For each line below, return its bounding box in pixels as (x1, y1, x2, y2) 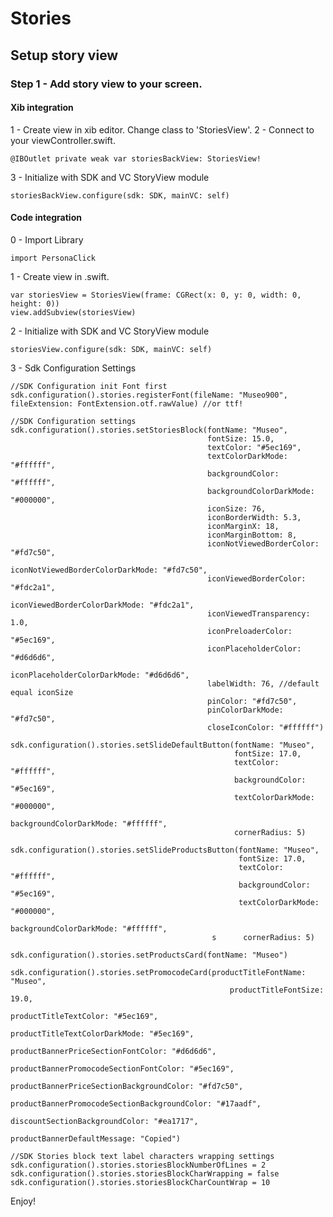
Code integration (10, 212, 82, 224)
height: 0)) (10, 298, 60, 309)
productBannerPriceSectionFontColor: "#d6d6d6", (10, 1046, 217, 1056)
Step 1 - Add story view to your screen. (10, 77, 203, 91)
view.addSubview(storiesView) (10, 307, 137, 317)
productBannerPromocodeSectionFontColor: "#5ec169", (10, 1063, 235, 1074)
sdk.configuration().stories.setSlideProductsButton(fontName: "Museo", (10, 845, 320, 855)
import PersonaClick (10, 253, 97, 263)
